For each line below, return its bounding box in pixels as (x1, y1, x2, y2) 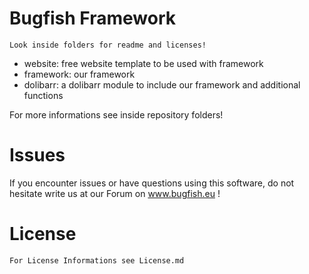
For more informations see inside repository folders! (9, 108, 224, 121)
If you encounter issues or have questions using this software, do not (9, 177, 295, 189)
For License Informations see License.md (9, 255, 185, 266)
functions (23, 89, 64, 101)
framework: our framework (23, 68, 136, 80)
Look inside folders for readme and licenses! (9, 40, 207, 50)
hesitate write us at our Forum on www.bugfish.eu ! (9, 187, 221, 199)
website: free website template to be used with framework (23, 57, 264, 69)
